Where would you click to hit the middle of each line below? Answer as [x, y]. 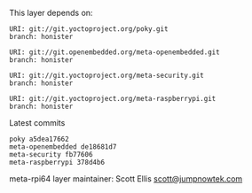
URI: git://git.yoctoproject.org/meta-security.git [106, 75]
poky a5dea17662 [39, 139]
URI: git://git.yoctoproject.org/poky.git [89, 29]
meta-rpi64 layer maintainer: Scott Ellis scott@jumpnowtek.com [126, 179]
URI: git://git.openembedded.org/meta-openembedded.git [114, 52]
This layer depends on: [51, 13]
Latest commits [37, 123]
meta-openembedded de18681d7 [63, 147]
